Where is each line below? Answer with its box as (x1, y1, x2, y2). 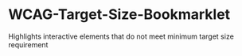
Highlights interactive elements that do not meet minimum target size (8, 32, 235, 41)
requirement (8, 39, 49, 49)
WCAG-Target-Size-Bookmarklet (8, 6, 231, 24)
